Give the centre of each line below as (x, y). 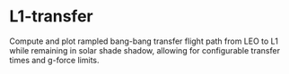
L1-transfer (51, 16)
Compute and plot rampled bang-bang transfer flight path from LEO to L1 (144, 41)
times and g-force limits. (54, 60)
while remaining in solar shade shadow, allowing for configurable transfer (145, 50)
